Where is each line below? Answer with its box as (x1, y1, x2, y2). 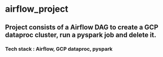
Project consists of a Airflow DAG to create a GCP (5, 23, 159, 31)
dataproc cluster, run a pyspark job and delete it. (5, 30, 157, 39)
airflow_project (5, 3, 69, 15)
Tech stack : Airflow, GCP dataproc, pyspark (5, 45, 113, 52)
